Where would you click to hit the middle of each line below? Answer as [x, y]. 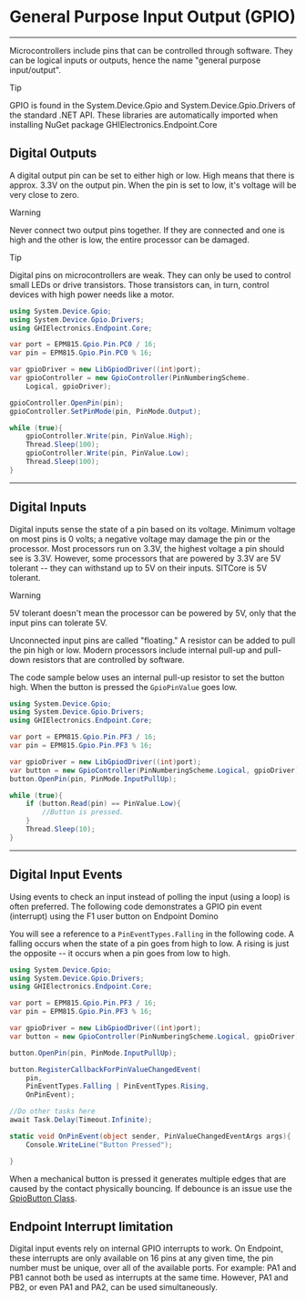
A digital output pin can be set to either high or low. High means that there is [152, 175]
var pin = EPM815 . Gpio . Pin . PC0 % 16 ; [81, 353]
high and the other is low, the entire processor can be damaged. [130, 240]
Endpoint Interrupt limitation [92, 1227]
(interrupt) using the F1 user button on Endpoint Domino [114, 916]
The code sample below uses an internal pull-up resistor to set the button [147, 677]
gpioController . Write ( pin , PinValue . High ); [110, 436]
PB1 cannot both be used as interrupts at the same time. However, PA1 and [149, 1277]
